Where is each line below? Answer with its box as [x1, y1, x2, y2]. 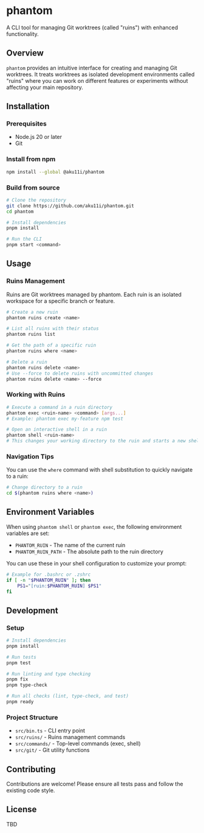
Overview [6, 48, 44, 58]
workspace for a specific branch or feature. [6, 297, 115, 305]
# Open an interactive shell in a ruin [6, 427, 107, 433]
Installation [6, 101, 50, 112]
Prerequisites [6, 119, 47, 128]
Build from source [6, 183, 60, 192]
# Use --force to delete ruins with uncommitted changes [6, 370, 154, 377]
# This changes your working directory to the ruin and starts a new [6, 438, 186, 444]
